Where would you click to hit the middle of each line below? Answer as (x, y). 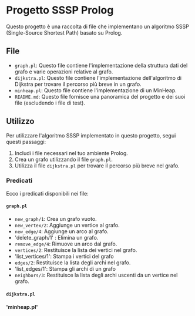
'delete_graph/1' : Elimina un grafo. (56, 238)
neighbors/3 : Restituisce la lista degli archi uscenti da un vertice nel (96, 275)
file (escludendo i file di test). (50, 103)
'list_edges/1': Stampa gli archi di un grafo (65, 269)
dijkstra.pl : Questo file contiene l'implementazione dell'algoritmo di (98, 78)
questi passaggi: (26, 142)
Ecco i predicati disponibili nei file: (48, 193)
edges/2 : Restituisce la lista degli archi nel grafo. (73, 263)
